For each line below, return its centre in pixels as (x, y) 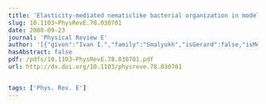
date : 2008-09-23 (37, 30)
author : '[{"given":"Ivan (51, 45)
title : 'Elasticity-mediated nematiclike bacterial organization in (123, 15)
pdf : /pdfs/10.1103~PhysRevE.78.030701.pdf (81, 60)
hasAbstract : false (40, 52)
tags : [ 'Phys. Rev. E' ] (47, 87)
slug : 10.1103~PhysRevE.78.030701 (65, 23)
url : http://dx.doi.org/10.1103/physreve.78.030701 (95, 67)
